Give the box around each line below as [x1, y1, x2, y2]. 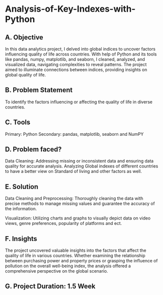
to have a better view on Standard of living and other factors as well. [5, 168, 142, 174]
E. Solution [5, 183, 38, 191]
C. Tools [5, 118, 31, 127]
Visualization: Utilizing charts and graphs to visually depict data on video [5, 215, 151, 221]
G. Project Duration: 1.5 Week [5, 282, 96, 291]
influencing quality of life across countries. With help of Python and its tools [5, 51, 157, 57]
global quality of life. [5, 72, 46, 77]
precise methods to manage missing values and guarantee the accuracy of [5, 201, 155, 206]
